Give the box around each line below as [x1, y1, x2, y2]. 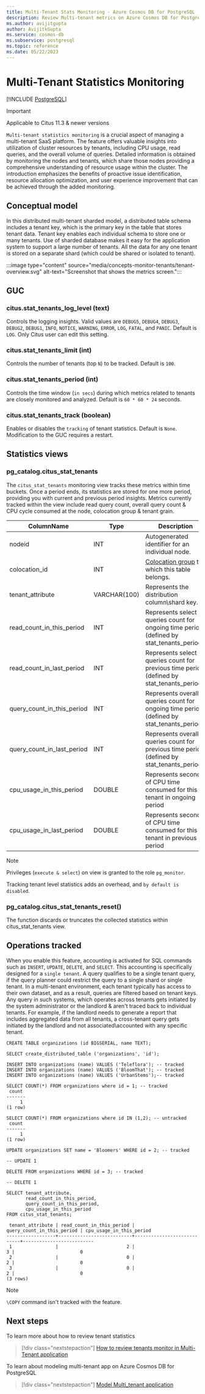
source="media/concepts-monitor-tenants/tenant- [68, 261, 195, 269]
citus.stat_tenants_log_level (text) [6, 304, 110, 312]
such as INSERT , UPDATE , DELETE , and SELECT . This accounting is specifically [6, 963, 192, 971]
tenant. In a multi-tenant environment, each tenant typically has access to [6, 983, 192, 990]
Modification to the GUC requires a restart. [6, 431, 113, 439]
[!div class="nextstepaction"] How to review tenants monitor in [21, 1344, 179, 1351]
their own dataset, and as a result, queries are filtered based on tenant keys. [6, 989, 198, 996]
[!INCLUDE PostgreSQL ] [6, 95, 67, 103]
